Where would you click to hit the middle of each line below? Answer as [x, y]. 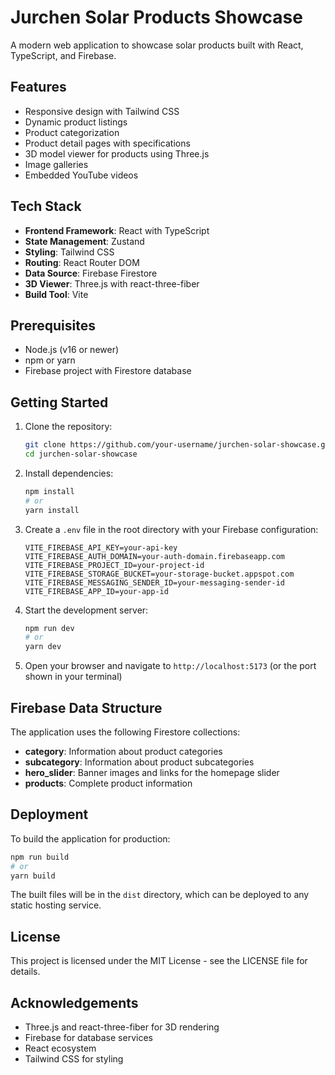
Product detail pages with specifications [107, 143]
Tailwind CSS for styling [74, 1059]
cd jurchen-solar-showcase [81, 454]
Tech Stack [46, 206]
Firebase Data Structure [86, 707]
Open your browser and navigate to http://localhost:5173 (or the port [170, 666]
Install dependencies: [69, 473]
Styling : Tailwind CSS [69, 252]
